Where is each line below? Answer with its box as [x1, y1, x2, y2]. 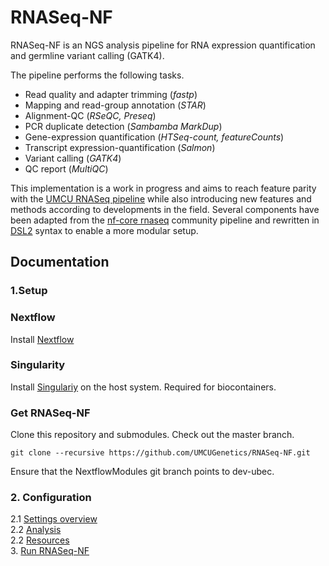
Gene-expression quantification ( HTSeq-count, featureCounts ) [24, 131, 285, 143]
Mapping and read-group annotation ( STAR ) [24, 99, 207, 111]
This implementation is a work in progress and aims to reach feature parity [10, 182, 317, 194]
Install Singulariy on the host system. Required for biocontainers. [10, 381, 277, 393]
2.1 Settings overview [10, 513, 98, 525]
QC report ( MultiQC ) [24, 162, 109, 175]
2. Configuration [10, 491, 92, 505]
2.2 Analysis [10, 524, 62, 536]
